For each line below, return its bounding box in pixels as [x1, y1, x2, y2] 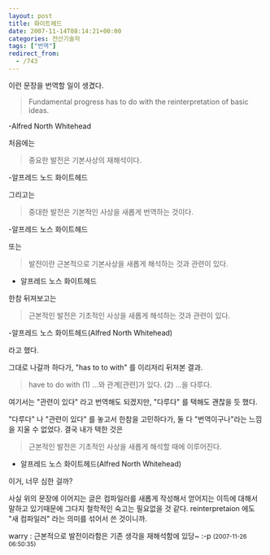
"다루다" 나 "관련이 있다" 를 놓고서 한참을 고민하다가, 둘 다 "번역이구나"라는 [8, 414, 247, 423]
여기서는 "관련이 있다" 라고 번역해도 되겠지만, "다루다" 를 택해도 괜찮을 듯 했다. [8, 397, 258, 406]
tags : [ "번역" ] [8, 42, 57, 50]
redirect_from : [8, 50, 60, 58]
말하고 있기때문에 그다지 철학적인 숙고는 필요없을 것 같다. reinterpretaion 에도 [8, 503, 255, 513]
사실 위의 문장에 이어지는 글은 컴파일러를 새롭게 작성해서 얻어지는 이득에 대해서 [8, 493, 259, 503]
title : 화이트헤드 [8, 20, 63, 28]
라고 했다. [8, 345, 39, 354]
